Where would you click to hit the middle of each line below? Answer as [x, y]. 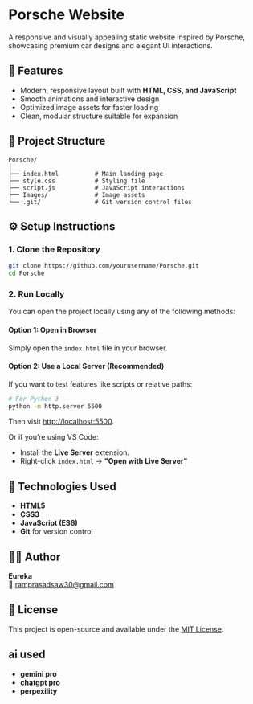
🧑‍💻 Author [35, 557]
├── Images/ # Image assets [77, 194]
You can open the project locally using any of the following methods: [122, 312]
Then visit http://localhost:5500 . [61, 422]
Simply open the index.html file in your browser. [88, 348]
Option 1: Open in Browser [53, 329]
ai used [27, 655]
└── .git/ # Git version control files [100, 202]
